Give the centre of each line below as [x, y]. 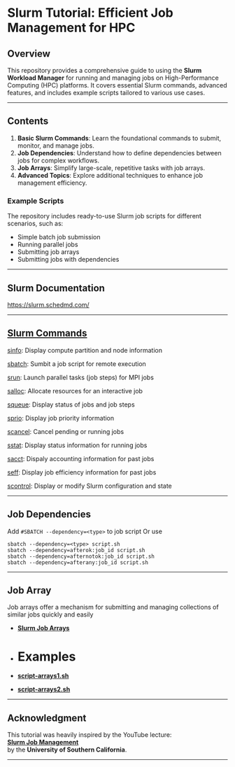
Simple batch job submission [59, 237]
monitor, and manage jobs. [56, 146]
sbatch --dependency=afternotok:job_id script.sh [81, 556]
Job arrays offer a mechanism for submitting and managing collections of [113, 607]
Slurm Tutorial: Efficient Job [90, 13]
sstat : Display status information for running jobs [77, 445]
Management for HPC [71, 28]
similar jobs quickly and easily [50, 614]
